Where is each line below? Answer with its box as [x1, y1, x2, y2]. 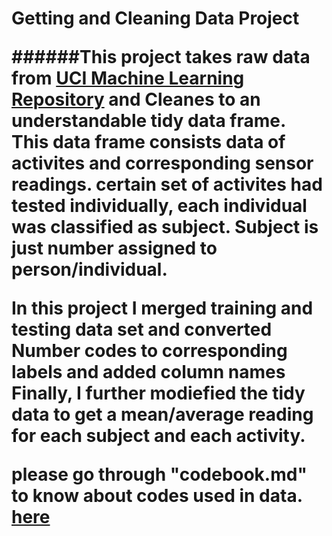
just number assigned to [11, 237, 218, 260]
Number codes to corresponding [11, 340, 288, 362]
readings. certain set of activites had [11, 173, 323, 196]
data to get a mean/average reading [11, 403, 314, 426]
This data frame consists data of [11, 131, 286, 154]
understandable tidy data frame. [11, 110, 286, 132]
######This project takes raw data [11, 46, 311, 69]
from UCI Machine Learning [11, 67, 245, 90]
